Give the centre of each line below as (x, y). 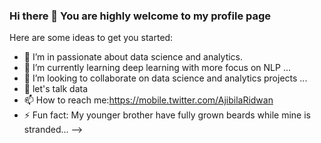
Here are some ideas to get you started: (91, 38)
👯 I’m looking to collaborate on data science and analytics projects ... (165, 78)
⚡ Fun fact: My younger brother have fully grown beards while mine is (167, 115)
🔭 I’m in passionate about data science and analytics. (133, 57)
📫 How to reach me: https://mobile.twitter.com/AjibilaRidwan (148, 100)
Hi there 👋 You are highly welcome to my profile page (140, 16)
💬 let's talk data (56, 89)
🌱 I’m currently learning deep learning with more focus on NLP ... (157, 68)
